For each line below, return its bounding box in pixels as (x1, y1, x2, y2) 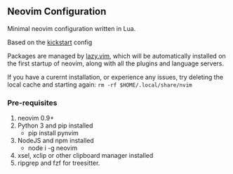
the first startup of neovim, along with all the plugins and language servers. (7, 59, 225, 68)
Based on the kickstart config (7, 38, 93, 46)
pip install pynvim (27, 129, 79, 137)
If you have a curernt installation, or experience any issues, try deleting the (7, 73, 223, 81)
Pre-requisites (7, 98, 58, 108)
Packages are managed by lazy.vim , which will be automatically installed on (7, 51, 226, 60)
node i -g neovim (27, 144, 78, 152)
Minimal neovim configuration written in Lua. (7, 24, 136, 32)
